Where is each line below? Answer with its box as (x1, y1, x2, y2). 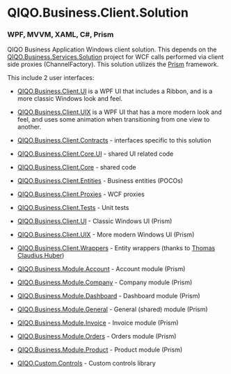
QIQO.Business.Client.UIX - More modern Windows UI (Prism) (17, 231, 195, 239)
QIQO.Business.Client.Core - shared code (17, 163, 136, 172)
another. (17, 123, 42, 131)
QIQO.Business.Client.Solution (7, 5, 189, 21)
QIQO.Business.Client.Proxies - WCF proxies (17, 190, 145, 199)
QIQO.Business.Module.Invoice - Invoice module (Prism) (17, 318, 179, 327)
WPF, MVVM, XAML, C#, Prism (7, 30, 114, 40)
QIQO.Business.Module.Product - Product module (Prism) (17, 345, 183, 354)
